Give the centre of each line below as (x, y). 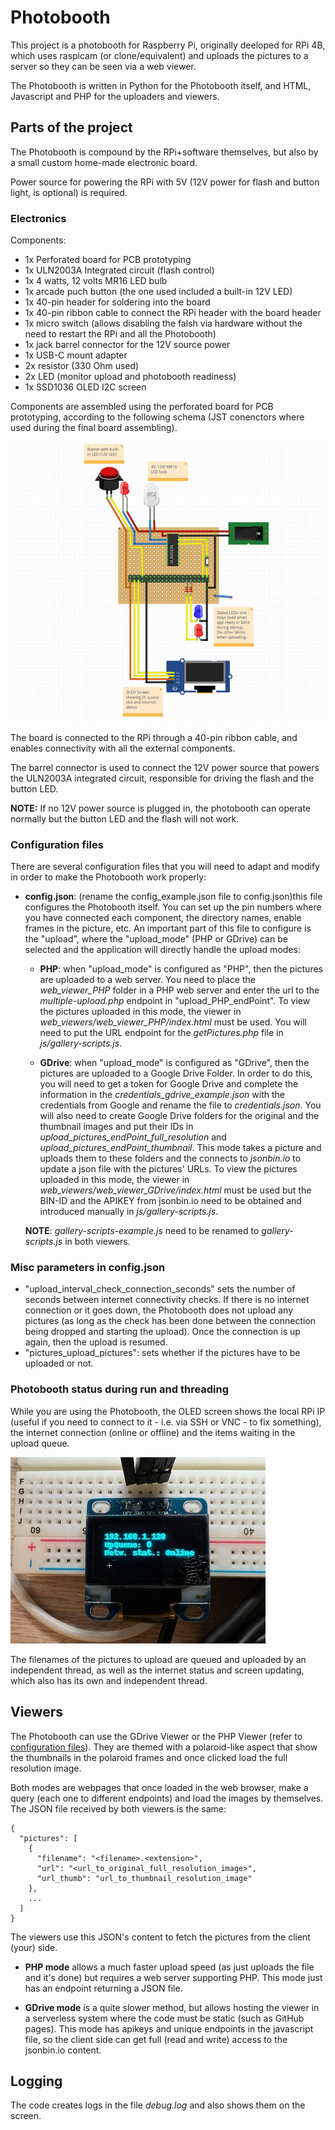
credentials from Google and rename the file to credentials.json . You (180, 1105)
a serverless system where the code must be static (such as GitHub (164, 2018)
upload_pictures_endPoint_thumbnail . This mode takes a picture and (180, 1148)
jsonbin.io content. (63, 2050)
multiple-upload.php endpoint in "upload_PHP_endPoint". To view (175, 1001)
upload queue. (40, 1443)
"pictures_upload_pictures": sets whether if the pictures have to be (162, 1353)
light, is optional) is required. (69, 192)
